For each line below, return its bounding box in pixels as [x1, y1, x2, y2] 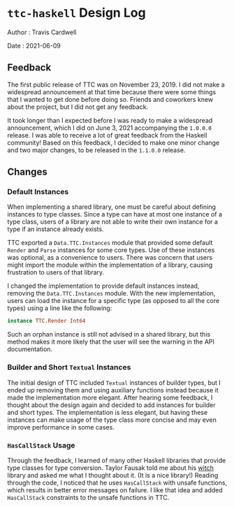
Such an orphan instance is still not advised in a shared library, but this [7, 330, 211, 339]
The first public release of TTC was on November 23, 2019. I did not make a [7, 80, 225, 89]
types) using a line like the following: [7, 304, 112, 312]
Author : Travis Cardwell [7, 28, 77, 36]
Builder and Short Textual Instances [7, 362, 131, 372]
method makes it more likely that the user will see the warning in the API [7, 337, 215, 346]
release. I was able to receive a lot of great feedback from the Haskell [7, 131, 207, 139]
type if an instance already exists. [7, 225, 104, 233]
